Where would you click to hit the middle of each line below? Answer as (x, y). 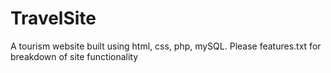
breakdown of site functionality (74, 56)
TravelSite (53, 18)
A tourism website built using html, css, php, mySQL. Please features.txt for (166, 46)
